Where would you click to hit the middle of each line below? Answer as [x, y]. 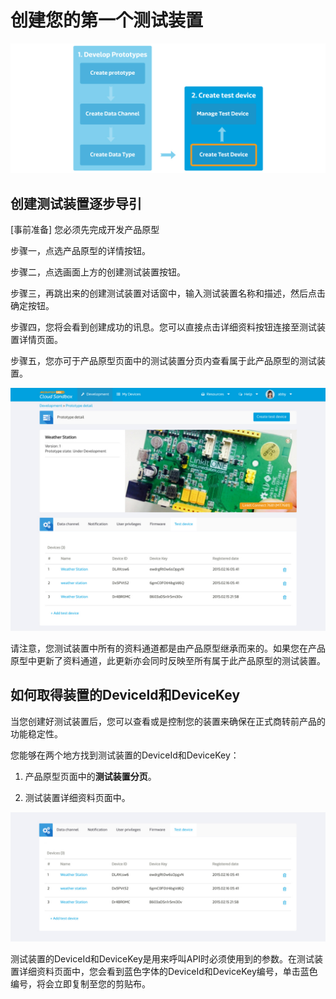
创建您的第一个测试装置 [107, 20]
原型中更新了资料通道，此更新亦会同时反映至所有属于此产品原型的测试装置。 [168, 660]
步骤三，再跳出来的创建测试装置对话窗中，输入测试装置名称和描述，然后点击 [168, 293]
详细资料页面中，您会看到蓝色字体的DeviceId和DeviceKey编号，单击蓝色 [168, 972]
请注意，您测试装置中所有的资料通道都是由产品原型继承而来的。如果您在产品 [168, 648]
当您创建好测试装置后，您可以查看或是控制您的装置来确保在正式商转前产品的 [168, 721]
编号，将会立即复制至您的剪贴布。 [80, 984]
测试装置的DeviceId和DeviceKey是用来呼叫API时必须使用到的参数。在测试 [162, 959]
